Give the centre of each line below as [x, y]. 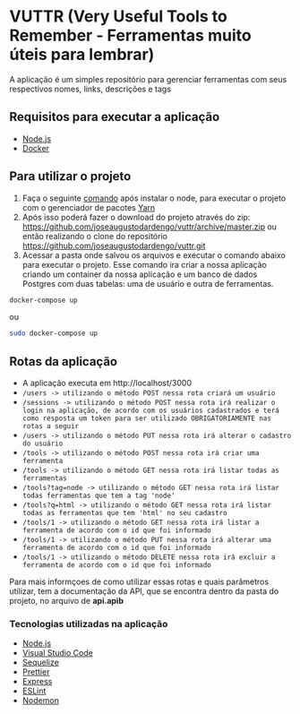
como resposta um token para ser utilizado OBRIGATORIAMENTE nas [146, 418]
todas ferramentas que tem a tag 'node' [99, 496]
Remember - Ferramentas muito [131, 35]
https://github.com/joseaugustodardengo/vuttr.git [114, 245]
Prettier [36, 672]
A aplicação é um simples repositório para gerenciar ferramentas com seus [148, 79]
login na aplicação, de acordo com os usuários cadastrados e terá [150, 411]
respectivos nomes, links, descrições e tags [90, 89]
